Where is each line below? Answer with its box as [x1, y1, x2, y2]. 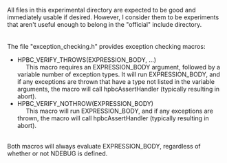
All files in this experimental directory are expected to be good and [7, 6, 196, 14]
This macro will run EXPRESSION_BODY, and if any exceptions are [25, 107, 213, 115]
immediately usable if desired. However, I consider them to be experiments [7, 13, 219, 21]
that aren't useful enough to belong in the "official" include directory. [7, 21, 202, 28]
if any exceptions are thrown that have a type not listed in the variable [17, 78, 215, 85]
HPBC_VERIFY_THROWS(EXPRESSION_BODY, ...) [17, 56, 157, 64]
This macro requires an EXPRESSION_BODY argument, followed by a [25, 63, 221, 71]
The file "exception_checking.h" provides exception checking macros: [7, 43, 206, 50]
